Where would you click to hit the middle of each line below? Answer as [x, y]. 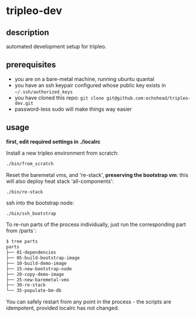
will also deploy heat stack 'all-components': [60, 181]
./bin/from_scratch [30, 163]
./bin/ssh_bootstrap [31, 214]
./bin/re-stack [25, 192]
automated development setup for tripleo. [56, 46]
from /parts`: [21, 231]
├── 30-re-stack [26, 285]
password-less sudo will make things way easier [73, 109]
